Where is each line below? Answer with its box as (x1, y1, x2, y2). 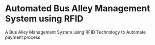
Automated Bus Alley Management (5, 3, 151, 14)
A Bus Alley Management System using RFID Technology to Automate (5, 29, 146, 35)
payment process (5, 34, 41, 40)
